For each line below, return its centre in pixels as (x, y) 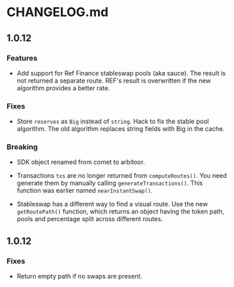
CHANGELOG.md (58, 12)
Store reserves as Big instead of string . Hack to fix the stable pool (113, 121)
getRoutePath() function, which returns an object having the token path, (121, 211)
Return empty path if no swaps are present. (80, 276)
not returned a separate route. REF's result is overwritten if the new (114, 80)
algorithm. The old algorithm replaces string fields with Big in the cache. (121, 129)
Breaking (22, 147)
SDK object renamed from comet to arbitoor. (81, 162)
